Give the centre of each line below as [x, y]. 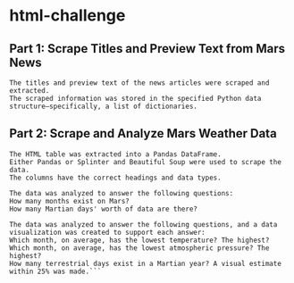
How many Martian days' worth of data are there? [104, 209]
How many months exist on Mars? [69, 201]
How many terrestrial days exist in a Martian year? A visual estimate [145, 263]
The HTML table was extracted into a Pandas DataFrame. [115, 154]
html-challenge [67, 16]
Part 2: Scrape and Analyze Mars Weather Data [143, 133]
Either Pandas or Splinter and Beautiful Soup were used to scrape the [145, 162]
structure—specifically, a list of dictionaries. [104, 106]
